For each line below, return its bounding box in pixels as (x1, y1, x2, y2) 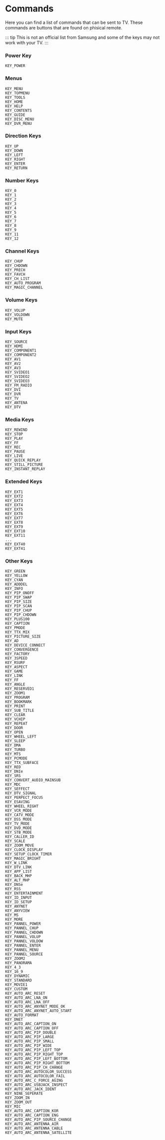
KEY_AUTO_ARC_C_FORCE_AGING (5, 1078, 63, 1083)
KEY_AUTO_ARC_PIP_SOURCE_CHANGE (5, 1117, 72, 1122)
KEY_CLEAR (5, 712, 26, 717)
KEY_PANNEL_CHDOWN (5, 930, 43, 935)
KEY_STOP (5, 432, 23, 437)
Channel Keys (5, 248, 40, 255)
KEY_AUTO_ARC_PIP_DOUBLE (5, 1030, 56, 1035)
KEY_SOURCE (5, 339, 28, 345)
